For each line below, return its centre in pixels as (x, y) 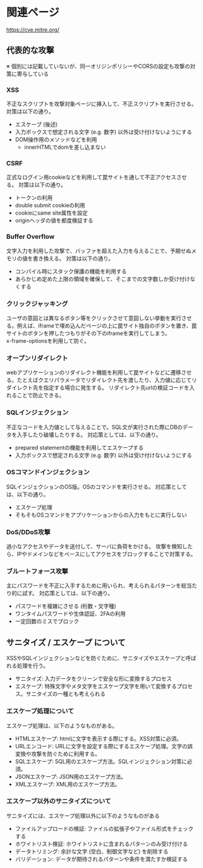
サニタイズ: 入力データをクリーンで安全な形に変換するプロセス (93, 679)
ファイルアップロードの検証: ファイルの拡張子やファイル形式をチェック (104, 828)
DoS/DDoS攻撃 (28, 532)
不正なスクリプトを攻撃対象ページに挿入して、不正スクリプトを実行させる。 (101, 104)
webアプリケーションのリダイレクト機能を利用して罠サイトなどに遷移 (94, 373)
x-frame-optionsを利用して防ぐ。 (48, 340)
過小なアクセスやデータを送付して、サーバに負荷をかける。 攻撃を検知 (94, 546)
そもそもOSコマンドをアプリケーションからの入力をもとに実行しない (101, 515)
